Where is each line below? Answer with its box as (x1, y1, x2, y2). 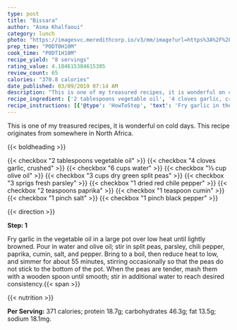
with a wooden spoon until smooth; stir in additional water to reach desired (7, 272, 224, 281)
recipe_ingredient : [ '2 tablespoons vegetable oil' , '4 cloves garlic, (7, 96, 222, 103)
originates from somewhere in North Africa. (7, 128, 134, 137)
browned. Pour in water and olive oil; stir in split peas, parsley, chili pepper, (7, 242, 225, 250)
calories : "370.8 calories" (7, 75, 90, 83)
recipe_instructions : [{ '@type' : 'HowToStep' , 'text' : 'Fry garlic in (7, 102, 219, 109)
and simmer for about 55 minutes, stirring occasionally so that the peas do (7, 257, 224, 265)
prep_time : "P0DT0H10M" (7, 43, 78, 50)
